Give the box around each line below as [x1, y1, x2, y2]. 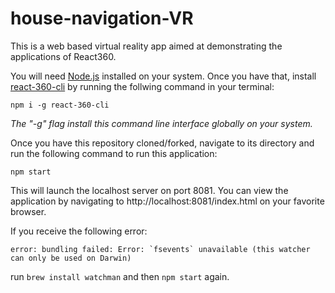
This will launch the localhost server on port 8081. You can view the [10, 184, 289, 196]
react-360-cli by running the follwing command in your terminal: [10, 80, 275, 92]
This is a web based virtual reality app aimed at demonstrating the [10, 40, 283, 52]
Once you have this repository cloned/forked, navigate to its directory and [10, 137, 315, 149]
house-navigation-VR [10, 7, 194, 30]
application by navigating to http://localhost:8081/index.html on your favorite [10, 195, 325, 207]
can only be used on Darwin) [10, 253, 132, 263]
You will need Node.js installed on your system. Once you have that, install [10, 70, 317, 82]
